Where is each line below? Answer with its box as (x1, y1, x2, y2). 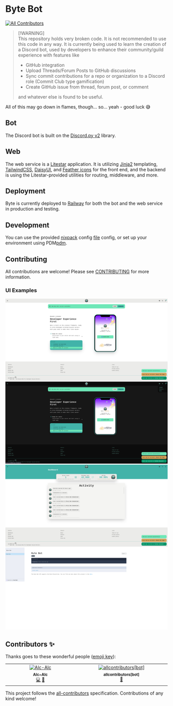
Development (5, 221, 50, 230)
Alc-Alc (33, 672, 48, 677)
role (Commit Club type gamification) (25, 78, 105, 84)
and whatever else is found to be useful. (18, 94, 103, 100)
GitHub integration (25, 62, 65, 68)
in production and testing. (5, 206, 60, 212)
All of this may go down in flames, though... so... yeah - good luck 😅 (5, 103, 151, 110)
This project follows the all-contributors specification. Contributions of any (5, 690, 164, 696)
